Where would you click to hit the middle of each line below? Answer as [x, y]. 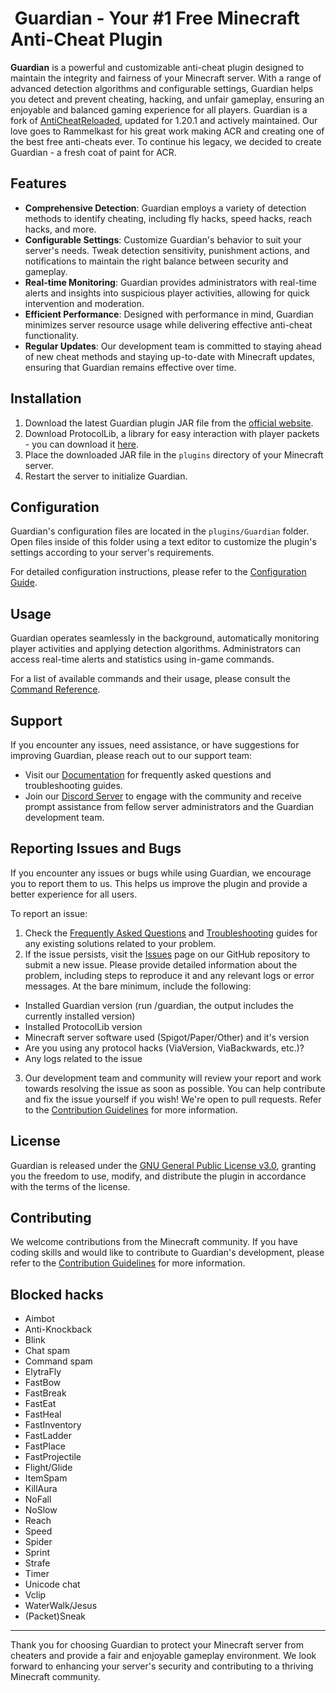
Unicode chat [52, 1584]
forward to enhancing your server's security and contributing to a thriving [162, 1666]
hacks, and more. [60, 229]
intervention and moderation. [84, 303]
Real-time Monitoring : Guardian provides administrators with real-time [170, 282]
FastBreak [45, 1393]
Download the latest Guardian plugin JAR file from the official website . [169, 423]
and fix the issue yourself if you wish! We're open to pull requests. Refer [173, 1099]
